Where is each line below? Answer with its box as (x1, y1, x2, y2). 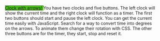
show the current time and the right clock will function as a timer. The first (5, 10, 152, 16)
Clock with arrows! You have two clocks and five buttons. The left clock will (5, 5, 156, 11)
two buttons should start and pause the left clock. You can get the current (5, 15, 152, 21)
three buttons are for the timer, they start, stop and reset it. (5, 31, 122, 36)
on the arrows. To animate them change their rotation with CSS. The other (5, 26, 152, 31)
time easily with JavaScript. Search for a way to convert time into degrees (5, 20, 152, 26)
